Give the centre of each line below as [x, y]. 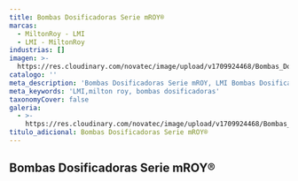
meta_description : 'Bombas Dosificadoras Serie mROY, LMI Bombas [132, 83]
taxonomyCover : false [49, 99]
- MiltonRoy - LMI [51, 34]
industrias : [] [37, 50]
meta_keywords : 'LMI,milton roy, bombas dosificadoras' [114, 91]
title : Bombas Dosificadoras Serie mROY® [87, 17]
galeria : [25, 108]
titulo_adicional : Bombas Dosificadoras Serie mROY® [109, 132]
